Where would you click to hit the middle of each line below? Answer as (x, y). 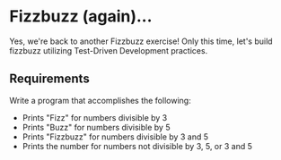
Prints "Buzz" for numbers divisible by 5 (96, 127)
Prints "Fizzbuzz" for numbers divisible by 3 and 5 (115, 137)
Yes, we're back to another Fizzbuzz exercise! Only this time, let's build (141, 41)
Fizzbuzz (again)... (81, 17)
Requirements (49, 79)
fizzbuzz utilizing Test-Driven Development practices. (109, 50)
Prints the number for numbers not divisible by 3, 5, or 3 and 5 (137, 146)
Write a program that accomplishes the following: (100, 100)
